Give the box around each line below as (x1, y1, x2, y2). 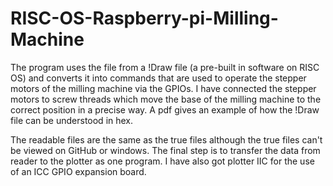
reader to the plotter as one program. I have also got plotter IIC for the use (10, 155, 315, 167)
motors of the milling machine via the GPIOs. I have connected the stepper (10, 82, 317, 94)
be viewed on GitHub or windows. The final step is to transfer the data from (10, 144, 321, 156)
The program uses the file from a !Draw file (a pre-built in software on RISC (10, 61, 320, 73)
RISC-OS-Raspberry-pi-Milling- (10, 7, 279, 30)
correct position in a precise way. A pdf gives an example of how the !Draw (10, 103, 320, 116)
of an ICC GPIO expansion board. (10, 165, 147, 177)
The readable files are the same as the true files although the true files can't (10, 133, 323, 146)
